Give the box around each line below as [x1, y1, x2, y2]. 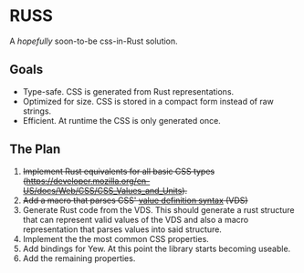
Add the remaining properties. [22, 252, 136, 264]
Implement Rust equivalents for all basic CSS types [22, 166, 215, 177]
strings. [22, 106, 52, 116]
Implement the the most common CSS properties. [22, 233, 210, 244]
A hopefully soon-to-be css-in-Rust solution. [9, 35, 178, 46]
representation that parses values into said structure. [22, 224, 222, 235]
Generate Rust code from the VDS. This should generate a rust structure [22, 204, 295, 215]
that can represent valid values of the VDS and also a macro [22, 214, 249, 225]
